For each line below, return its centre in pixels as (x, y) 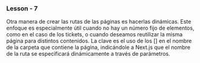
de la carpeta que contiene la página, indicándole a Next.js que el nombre (98, 47)
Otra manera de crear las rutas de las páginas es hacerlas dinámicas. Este (99, 22)
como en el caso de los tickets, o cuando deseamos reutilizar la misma (95, 35)
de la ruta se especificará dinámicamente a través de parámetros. (88, 54)
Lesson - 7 (22, 8)
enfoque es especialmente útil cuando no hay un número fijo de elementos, (100, 28)
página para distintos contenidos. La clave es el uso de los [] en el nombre (99, 41)
